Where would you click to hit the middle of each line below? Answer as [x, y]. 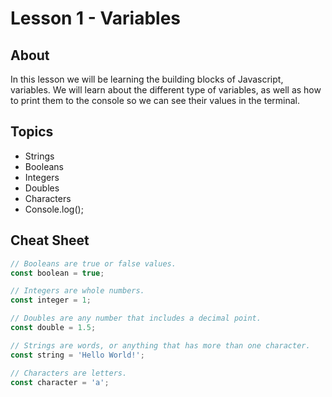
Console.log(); [54, 209]
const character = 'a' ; [60, 382]
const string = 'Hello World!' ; [77, 355]
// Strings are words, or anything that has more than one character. [160, 345]
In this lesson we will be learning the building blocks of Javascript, [147, 79]
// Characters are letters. [69, 373]
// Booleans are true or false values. [93, 263]
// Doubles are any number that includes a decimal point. [136, 318]
